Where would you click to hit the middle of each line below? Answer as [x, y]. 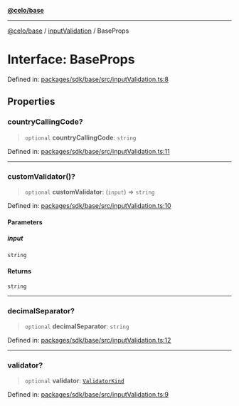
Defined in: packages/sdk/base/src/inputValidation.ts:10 [90, 205]
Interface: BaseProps [71, 59]
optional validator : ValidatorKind [74, 381]
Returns [20, 271]
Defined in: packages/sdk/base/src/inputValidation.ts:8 [88, 79]
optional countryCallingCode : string [80, 137]
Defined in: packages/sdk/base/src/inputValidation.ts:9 [88, 395]
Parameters [25, 222]
